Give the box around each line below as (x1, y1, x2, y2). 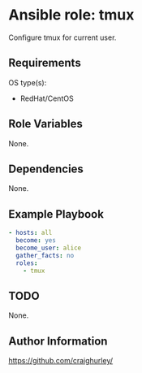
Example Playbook (8, 207, 104, 221)
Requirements (8, 56, 81, 70)
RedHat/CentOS (19, 93, 75, 103)
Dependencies (8, 162, 84, 176)
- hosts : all (8, 229, 53, 237)
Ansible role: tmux (8, 6, 135, 24)
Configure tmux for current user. (8, 33, 117, 42)
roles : (15, 258, 38, 267)
